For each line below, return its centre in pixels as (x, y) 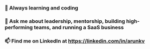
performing (19, 27)
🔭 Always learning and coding (41, 8)
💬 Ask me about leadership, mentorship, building (65, 21)
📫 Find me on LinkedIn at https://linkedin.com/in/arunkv (75, 41)
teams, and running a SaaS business (79, 27)
